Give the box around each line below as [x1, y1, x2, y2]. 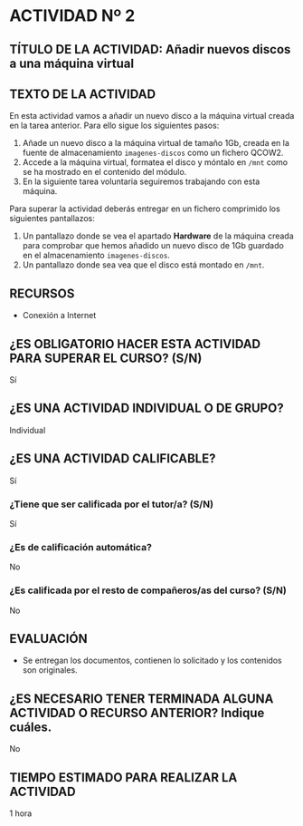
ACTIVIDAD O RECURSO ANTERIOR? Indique [9, 705, 265, 721]
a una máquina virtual [9, 55, 134, 71]
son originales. [22, 665, 79, 675]
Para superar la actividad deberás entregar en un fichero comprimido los [9, 203, 280, 214]
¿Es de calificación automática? [9, 540, 152, 553]
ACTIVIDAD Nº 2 [9, 5, 136, 26]
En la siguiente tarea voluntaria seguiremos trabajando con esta [22, 176, 260, 187]
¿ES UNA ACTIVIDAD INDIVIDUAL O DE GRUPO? [9, 401, 284, 416]
